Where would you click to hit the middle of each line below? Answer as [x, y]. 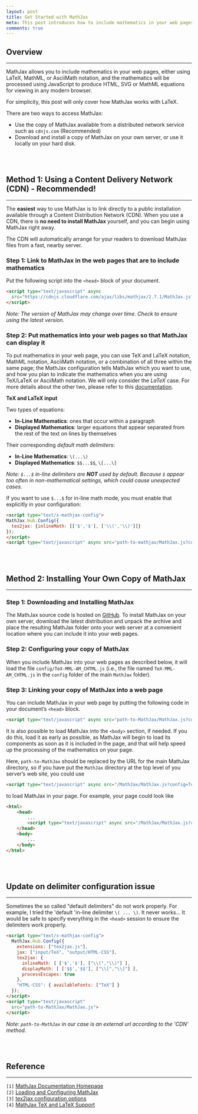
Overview [24, 52]
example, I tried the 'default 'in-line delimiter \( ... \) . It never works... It [96, 912]
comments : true [25, 28]
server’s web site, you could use [45, 774]
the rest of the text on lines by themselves [65, 433]
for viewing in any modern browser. [49, 91]
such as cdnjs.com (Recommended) [58, 131]
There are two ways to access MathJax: [55, 113]
